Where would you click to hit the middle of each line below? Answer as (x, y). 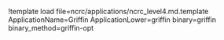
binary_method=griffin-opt (51, 28)
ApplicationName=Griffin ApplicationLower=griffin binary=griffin (112, 20)
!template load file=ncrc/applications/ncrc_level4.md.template (108, 11)
